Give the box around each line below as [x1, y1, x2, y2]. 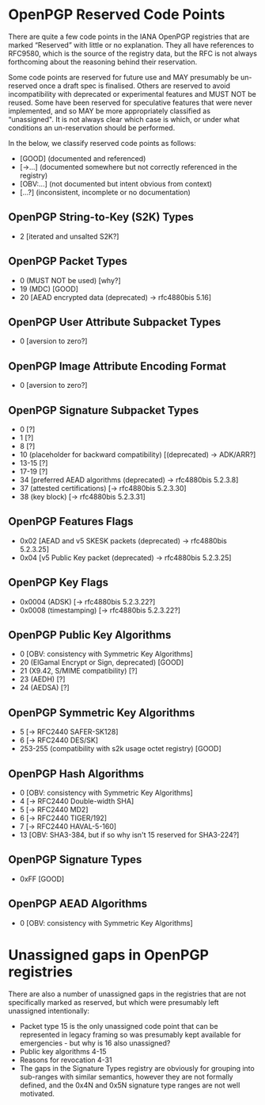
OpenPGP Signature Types [8, 853, 142, 866]
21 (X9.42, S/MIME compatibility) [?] [19, 666, 138, 676]
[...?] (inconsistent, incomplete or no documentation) [19, 187, 191, 197]
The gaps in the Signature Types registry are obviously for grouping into [19, 1063, 255, 1072]
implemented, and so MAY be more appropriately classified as [8, 106, 211, 116]
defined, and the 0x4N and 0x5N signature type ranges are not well [19, 1080, 240, 1090]
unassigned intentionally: [8, 1006, 89, 1015]
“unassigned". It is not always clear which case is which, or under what [8, 114, 240, 124]
